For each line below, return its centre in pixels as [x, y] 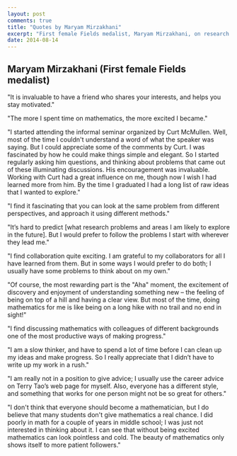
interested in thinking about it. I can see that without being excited [103, 430]
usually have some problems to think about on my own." [89, 270]
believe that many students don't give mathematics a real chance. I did [110, 414]
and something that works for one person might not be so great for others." [117, 393]
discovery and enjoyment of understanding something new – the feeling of [116, 292]
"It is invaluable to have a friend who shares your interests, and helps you [114, 97]
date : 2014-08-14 [33, 40]
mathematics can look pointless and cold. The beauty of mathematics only [116, 437]
